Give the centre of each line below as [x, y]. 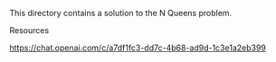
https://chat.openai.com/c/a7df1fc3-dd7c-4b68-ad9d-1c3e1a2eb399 [138, 48]
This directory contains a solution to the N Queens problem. [121, 13]
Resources [29, 30]
